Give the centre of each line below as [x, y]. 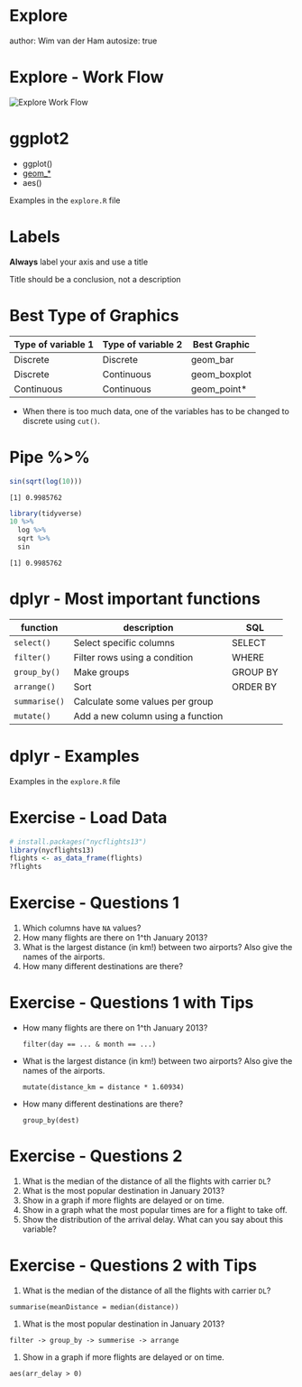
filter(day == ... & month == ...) [89, 1045]
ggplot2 [39, 139]
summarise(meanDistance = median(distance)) [94, 1307]
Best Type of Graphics [94, 315]
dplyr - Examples [74, 756]
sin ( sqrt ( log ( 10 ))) [46, 481]
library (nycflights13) [52, 850]
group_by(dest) [51, 1121]
